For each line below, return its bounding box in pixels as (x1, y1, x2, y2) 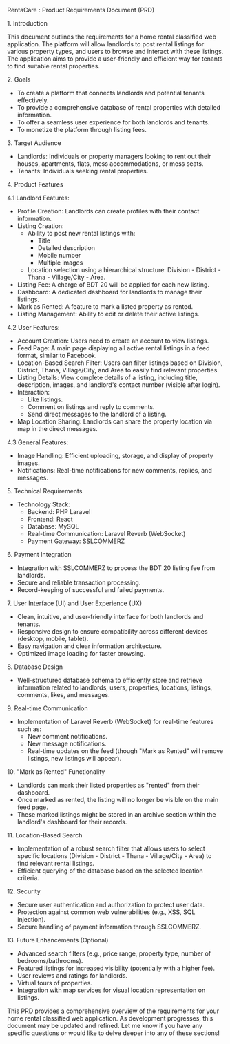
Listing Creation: (17, 222, 64, 230)
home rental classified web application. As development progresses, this (7, 1014, 213, 1022)
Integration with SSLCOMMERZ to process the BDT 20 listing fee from (17, 564, 216, 572)
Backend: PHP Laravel (27, 508, 91, 515)
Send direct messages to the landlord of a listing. (27, 410, 167, 418)
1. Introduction (7, 19, 48, 27)
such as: (17, 725, 41, 733)
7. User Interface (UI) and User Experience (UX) (7, 599, 143, 607)
